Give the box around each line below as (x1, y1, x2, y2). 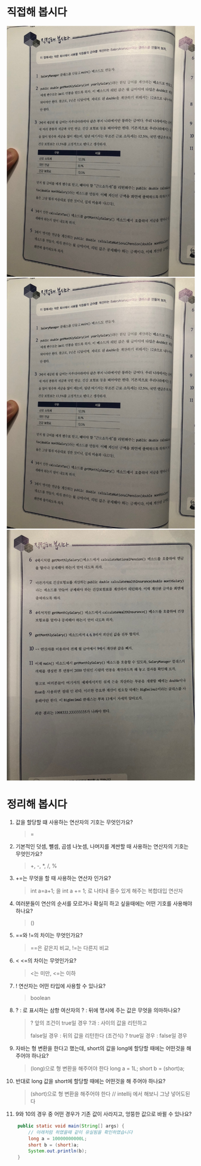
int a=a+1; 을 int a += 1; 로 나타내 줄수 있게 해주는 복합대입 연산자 (30, 887, 184, 894)
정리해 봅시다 (7, 798, 67, 811)
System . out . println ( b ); (28, 1148, 87, 1154)
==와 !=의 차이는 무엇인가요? (15, 931, 83, 939)
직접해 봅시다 (7, 5, 67, 19)
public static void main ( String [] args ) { (17, 1123, 125, 1129)
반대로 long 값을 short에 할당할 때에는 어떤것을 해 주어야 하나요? (15, 1077, 166, 1084)
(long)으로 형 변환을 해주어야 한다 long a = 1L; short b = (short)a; (30, 1065, 185, 1072)
